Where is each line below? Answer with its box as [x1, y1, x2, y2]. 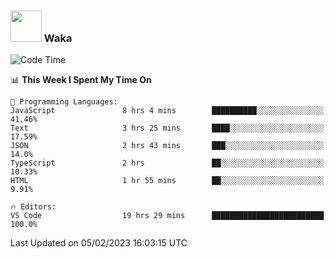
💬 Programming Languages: [10, 97, 118, 107]
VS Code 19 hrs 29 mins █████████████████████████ [10, 211, 325, 221]
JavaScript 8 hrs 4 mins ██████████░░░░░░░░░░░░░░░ [10, 106, 325, 116]
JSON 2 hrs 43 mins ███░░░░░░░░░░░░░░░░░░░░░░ [10, 141, 325, 151]
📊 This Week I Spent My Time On [10, 74, 152, 86]
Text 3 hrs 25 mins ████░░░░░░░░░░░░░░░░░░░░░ [10, 123, 325, 134]
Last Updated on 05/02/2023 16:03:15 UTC [10, 237, 188, 249]
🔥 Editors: [10, 202, 57, 212]
